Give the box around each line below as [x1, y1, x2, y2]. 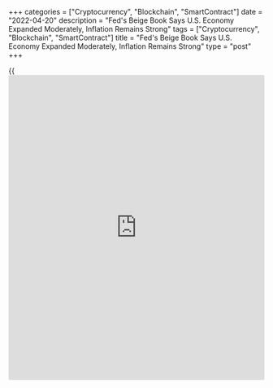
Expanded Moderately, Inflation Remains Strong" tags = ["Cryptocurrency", [8, 24, 260, 33]
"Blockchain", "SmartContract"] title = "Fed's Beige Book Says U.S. [8, 33, 232, 42]
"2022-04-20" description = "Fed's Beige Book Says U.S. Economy [8, 15, 234, 25]
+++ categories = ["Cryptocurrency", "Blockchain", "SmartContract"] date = [8, 7, 263, 16]
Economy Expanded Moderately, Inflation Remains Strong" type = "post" [8, 41, 252, 51]
